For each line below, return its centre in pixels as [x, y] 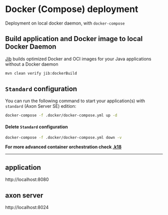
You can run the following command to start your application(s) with [75, 101]
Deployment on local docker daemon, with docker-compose [65, 23]
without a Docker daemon [32, 64]
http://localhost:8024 [27, 207]
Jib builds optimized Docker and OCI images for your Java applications [78, 59]
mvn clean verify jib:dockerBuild [41, 73]
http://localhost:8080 [27, 179]
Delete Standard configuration [37, 127]
